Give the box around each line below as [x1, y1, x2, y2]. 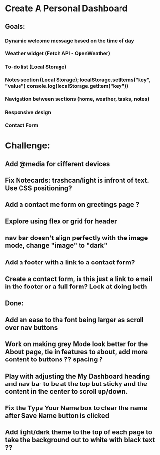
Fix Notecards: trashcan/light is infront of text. [5, 176, 149, 184]
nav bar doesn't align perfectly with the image [5, 234, 148, 242]
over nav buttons [5, 323, 58, 332]
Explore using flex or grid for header [5, 217, 117, 225]
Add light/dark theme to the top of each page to [5, 428, 153, 436]
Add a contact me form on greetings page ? [5, 200, 140, 209]
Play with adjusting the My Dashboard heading [5, 372, 150, 380]
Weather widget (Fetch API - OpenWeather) [5, 50, 111, 57]
